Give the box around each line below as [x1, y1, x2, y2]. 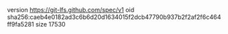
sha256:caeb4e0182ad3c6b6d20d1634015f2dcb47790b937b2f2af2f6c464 [7, 13, 221, 21]
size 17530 [35, 20, 66, 28]
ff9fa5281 [7, 20, 34, 28]
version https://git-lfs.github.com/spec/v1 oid [7, 6, 135, 14]
